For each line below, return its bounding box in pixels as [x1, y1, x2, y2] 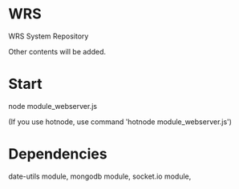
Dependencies [8, 145, 107, 163]
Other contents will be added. [8, 46, 107, 56]
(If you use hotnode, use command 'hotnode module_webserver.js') [8, 117, 233, 127]
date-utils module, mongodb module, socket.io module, [8, 171, 192, 181]
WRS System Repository [8, 31, 89, 41]
